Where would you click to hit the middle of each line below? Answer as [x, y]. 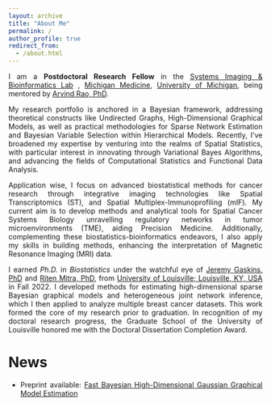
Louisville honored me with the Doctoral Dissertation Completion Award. [128, 330]
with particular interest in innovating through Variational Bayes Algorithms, [135, 152]
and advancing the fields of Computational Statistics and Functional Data [135, 161]
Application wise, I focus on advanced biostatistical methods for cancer [135, 185]
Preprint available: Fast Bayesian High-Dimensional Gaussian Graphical [142, 384]
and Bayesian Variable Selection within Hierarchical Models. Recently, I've [135, 135]
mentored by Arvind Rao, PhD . [58, 93]
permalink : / [30, 31]
